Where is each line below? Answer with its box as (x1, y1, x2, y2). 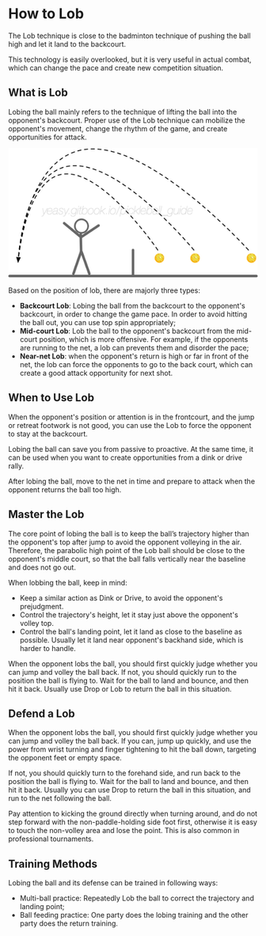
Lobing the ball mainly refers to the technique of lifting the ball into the (8, 107, 237, 116)
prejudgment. (19, 601, 64, 611)
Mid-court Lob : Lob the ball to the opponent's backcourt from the (19, 326, 235, 335)
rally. (8, 460, 25, 471)
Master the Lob (8, 508, 85, 521)
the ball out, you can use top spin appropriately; (19, 317, 177, 327)
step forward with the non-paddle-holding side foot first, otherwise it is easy (8, 817, 257, 827)
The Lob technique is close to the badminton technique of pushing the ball (8, 31, 251, 40)
